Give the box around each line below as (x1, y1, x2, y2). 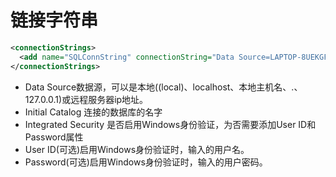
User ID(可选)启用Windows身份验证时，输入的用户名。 (24, 143, 250, 155)
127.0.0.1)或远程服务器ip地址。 (24, 93, 149, 105)
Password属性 (24, 131, 84, 143)
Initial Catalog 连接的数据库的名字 (24, 106, 163, 118)
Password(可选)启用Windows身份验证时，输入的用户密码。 (24, 156, 268, 168)
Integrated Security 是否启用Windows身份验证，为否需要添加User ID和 (24, 118, 317, 130)
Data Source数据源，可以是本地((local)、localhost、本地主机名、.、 (24, 81, 303, 93)
